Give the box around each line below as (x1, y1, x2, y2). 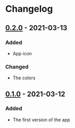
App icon (12, 50, 32, 56)
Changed (5, 63, 29, 70)
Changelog (5, 3, 53, 15)
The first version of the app (12, 116, 70, 123)
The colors (12, 75, 36, 81)
